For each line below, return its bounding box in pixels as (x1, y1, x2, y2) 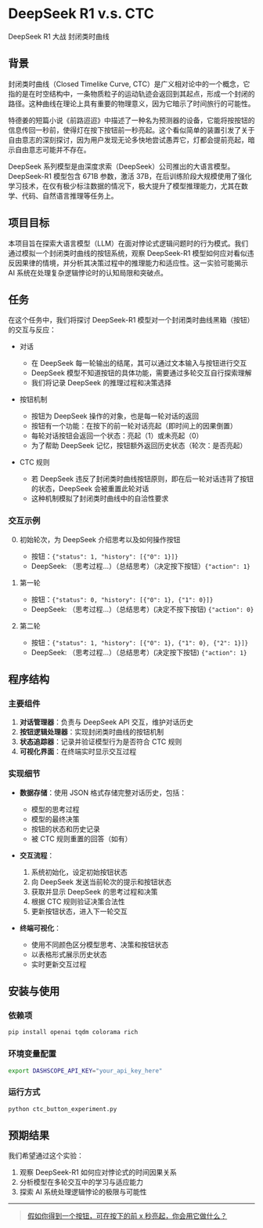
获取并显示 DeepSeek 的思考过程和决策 (31, 887, 158, 896)
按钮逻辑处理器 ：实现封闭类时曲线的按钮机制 (19, 727, 164, 737)
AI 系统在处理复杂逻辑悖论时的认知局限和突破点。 (8, 268, 168, 277)
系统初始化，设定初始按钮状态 (31, 867, 128, 876)
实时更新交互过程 (31, 959, 87, 969)
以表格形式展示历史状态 (31, 949, 107, 959)
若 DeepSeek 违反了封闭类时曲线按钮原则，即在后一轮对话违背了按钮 (31, 474, 254, 483)
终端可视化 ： (19, 923, 61, 932)
